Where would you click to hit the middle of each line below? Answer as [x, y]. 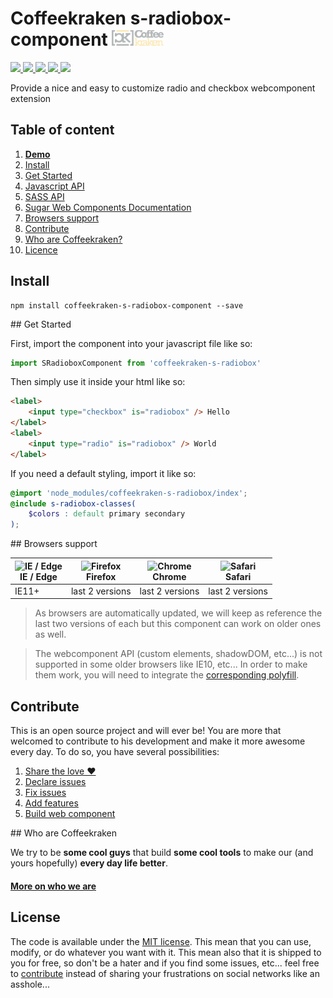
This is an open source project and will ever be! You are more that [146, 731]
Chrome [169, 576]
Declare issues [55, 782]
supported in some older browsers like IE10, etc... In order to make [171, 664]
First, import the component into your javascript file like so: [131, 343]
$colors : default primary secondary [107, 514]
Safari [238, 576]
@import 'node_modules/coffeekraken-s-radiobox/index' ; [129, 493]
